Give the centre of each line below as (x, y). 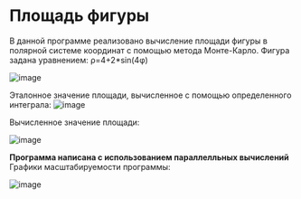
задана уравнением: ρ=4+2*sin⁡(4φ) (79, 60)
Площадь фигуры (80, 16)
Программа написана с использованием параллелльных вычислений (149, 157)
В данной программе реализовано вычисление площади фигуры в (139, 41)
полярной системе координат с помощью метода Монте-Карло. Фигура (150, 50)
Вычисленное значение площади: (75, 122)
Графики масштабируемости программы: (90, 166)
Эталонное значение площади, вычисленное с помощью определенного (150, 95)
